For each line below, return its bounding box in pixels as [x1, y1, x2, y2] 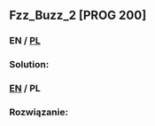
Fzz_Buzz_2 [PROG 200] [9, 8, 147, 23]
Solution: [9, 59, 50, 71]
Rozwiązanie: [9, 106, 69, 119]
